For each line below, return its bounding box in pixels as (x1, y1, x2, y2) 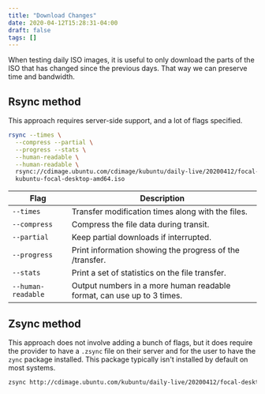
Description (140, 193, 185, 204)
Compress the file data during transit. (71, 219, 210, 230)
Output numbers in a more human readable (71, 280, 231, 291)
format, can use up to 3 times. (71, 290, 183, 301)
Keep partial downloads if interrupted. (71, 232, 211, 243)
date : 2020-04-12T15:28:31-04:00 (8, 19, 118, 27)
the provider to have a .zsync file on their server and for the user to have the (8, 347, 256, 355)
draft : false (8, 26, 51, 34)
